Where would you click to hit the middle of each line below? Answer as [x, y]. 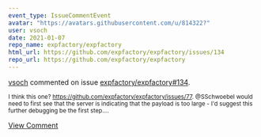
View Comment [33, 125]
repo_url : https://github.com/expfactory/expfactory [97, 60]
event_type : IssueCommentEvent [60, 15]
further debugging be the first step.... [59, 110]
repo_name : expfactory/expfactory [65, 45]
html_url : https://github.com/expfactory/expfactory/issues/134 [116, 52]
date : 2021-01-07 [37, 38]
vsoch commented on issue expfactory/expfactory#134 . [99, 82]
